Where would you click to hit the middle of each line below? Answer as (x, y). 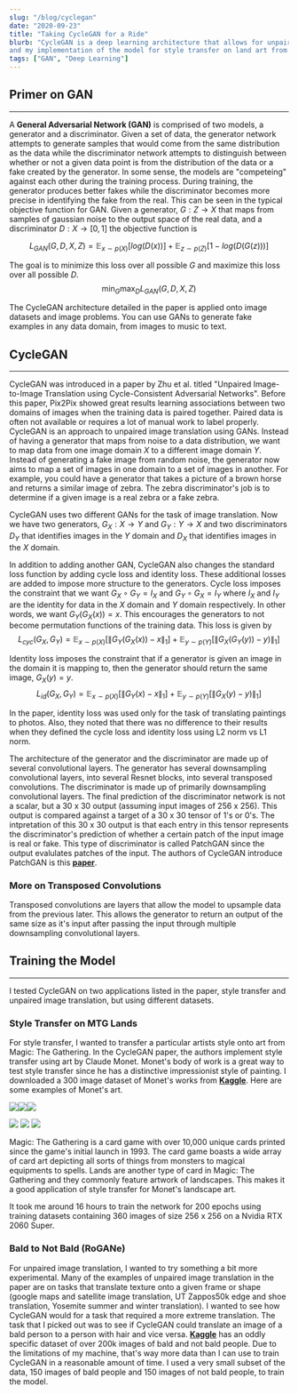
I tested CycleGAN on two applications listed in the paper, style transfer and (148, 990)
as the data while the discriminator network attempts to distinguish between (148, 153)
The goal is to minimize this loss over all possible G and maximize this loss (145, 265)
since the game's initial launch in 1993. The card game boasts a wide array (145, 1151)
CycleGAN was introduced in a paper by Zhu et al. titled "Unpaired (130, 384)
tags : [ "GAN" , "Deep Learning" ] (69, 59)
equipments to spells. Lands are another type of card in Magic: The (132, 1171)
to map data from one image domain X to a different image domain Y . (135, 451)
